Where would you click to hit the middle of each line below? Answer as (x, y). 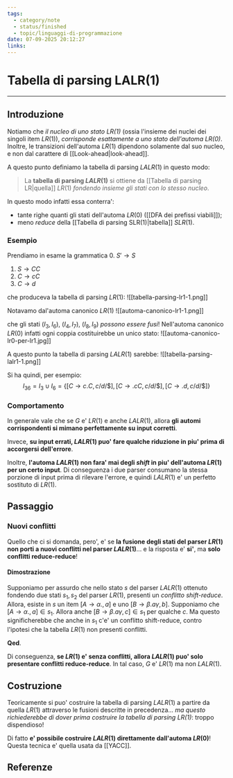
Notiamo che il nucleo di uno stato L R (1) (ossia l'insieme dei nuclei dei (107, 131)
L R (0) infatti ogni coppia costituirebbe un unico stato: (83, 333)
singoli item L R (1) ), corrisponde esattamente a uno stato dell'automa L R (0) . (115, 138)
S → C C (28, 269)
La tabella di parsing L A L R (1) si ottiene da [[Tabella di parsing (113, 180)
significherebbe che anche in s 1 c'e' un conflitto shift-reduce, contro (105, 621)
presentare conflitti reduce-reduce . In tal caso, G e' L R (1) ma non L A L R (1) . (114, 664)
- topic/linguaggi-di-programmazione (68, 33)
